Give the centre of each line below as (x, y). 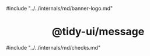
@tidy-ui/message (98, 32)
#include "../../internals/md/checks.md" (53, 47)
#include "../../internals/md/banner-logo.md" (60, 8)
